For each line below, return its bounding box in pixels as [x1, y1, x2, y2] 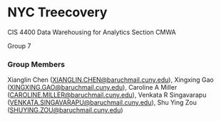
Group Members [7, 59, 66, 69]
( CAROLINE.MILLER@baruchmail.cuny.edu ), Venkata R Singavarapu [7, 90, 207, 100]
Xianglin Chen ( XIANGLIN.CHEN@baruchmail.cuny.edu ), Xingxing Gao [7, 75, 214, 84]
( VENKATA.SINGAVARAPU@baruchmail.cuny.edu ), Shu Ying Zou [7, 98, 197, 107]
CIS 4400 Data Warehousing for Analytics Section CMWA [7, 28, 176, 36]
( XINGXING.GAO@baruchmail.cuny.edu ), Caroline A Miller [7, 83, 178, 92]
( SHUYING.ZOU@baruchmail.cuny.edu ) [7, 106, 123, 115]
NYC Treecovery [7, 4, 108, 21]
